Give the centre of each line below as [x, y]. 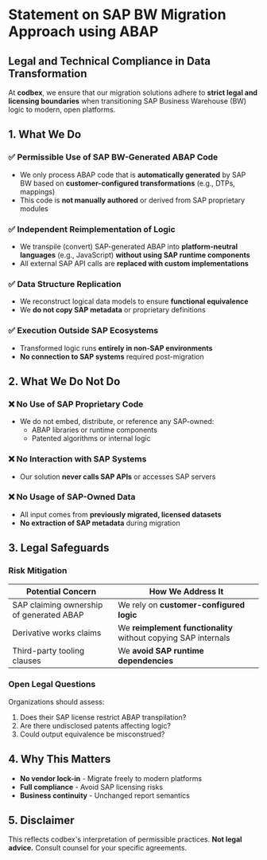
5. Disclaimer [41, 821]
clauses [27, 661]
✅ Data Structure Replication [65, 284]
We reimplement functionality [175, 627]
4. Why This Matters [60, 759]
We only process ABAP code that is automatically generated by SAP [133, 175]
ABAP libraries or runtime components [94, 430]
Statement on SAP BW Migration [117, 15]
